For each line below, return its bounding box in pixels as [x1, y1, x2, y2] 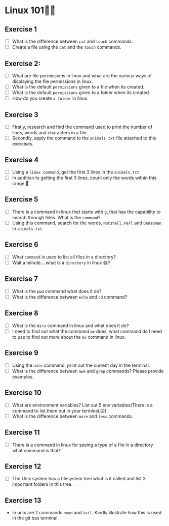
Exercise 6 [5, 240, 38, 249]
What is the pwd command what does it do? [12, 288, 102, 294]
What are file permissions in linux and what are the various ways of [12, 72, 152, 78]
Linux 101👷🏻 [5, 5, 56, 16]
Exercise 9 [5, 348, 38, 358]
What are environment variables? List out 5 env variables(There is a [12, 402, 153, 408]
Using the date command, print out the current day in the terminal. [12, 362, 150, 368]
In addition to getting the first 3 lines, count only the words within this [12, 175, 157, 181]
